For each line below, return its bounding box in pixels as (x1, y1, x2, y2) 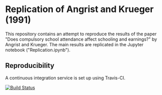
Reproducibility (5, 61, 54, 70)
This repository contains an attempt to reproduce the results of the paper (5, 31, 157, 37)
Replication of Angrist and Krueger (5, 4, 154, 15)
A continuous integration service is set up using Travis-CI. (5, 74, 126, 81)
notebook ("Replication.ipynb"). (5, 47, 70, 53)
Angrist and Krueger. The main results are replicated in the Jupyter (5, 41, 144, 47)
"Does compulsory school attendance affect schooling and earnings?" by (5, 36, 157, 42)
